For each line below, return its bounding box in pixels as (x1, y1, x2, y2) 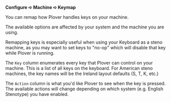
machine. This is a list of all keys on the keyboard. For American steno (5, 65, 153, 71)
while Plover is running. (5, 50, 55, 56)
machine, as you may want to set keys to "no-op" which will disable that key (5, 45, 166, 50)
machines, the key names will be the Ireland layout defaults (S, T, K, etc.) (5, 71, 159, 77)
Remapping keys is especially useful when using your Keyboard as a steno (5, 39, 163, 45)
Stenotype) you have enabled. (5, 91, 69, 97)
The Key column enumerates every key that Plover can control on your (5, 60, 153, 65)
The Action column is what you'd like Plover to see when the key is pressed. (5, 81, 166, 86)
